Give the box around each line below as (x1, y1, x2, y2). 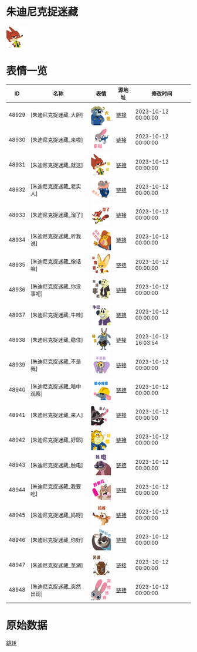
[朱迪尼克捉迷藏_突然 (30, 583, 81, 590)
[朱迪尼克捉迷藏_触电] (30, 461, 83, 468)
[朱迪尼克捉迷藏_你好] (30, 536, 83, 544)
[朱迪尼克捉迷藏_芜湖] (30, 561, 83, 569)
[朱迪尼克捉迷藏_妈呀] (30, 511, 83, 519)
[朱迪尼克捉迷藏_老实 (30, 182, 81, 189)
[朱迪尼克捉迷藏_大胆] (30, 111, 83, 118)
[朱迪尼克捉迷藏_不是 (30, 358, 81, 365)
